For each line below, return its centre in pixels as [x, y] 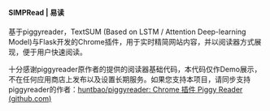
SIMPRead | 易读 [37, 12]
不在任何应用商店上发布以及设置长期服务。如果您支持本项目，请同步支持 [129, 79]
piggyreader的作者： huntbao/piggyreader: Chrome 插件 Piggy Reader [126, 90]
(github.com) [30, 99]
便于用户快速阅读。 [54, 52]
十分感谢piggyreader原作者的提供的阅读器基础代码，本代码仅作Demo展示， [135, 70]
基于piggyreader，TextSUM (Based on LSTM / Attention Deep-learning [127, 32]
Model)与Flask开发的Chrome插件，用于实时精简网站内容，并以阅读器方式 [131, 42]
